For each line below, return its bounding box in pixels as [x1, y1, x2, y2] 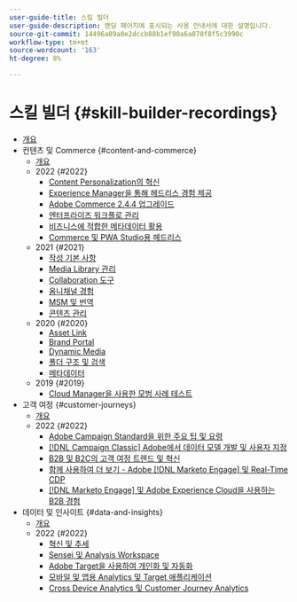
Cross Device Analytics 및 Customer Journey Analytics [48, 582, 249, 593]
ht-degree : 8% [9, 54, 62, 63]
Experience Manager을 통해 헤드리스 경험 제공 [48, 187, 213, 198]
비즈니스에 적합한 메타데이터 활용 [48, 221, 163, 231]
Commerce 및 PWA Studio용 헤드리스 [48, 231, 182, 242]
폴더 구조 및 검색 [48, 356, 106, 367]
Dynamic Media [48, 346, 106, 356]
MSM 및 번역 [48, 296, 95, 307]
